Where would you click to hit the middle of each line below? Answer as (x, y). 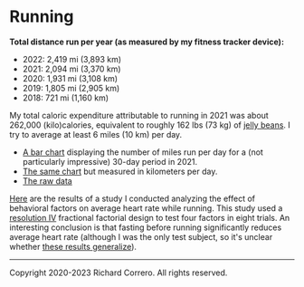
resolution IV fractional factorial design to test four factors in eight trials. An (150, 217)
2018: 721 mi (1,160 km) (66, 98)
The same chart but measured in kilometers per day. (120, 171)
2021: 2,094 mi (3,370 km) (71, 69)
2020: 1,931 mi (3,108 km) (70, 78)
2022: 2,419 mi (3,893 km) (72, 59)
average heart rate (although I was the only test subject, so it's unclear (141, 236)
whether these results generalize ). (73, 246)
